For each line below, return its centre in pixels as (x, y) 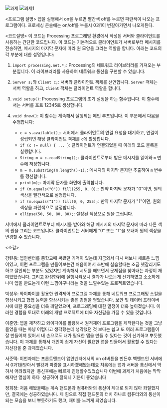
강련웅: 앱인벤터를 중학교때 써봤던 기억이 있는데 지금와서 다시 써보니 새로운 (78, 258)
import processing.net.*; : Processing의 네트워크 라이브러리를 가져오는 (84, 65)
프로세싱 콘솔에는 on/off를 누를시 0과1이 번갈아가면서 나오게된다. (91, 25)
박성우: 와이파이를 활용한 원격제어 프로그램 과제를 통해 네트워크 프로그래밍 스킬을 (84, 294)
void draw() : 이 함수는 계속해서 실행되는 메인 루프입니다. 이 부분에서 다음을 (86, 116)
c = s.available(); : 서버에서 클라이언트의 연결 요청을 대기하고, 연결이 (89, 133)
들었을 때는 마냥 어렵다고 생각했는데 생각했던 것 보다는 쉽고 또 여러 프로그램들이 (82, 329)
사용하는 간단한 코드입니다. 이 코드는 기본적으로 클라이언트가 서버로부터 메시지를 (83, 42)
